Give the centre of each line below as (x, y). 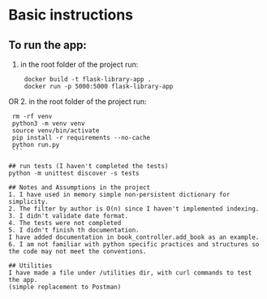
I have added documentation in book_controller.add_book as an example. (134, 237)
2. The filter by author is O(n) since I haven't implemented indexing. (134, 209)
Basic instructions (71, 15)
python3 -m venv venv (48, 123)
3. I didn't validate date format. (69, 216)
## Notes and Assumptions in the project (80, 188)
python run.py (36, 145)
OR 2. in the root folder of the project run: (78, 102)
